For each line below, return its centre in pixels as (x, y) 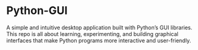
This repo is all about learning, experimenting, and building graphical (92, 34)
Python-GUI (37, 11)
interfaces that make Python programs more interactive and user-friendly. (99, 40)
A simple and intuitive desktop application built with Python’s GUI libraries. (100, 27)
